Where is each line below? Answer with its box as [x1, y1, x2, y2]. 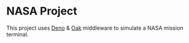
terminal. [6, 30, 29, 38]
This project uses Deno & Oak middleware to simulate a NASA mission [6, 24, 183, 31]
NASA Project [6, 4, 78, 18]
